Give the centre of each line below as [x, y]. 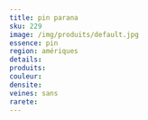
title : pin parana [44, 18]
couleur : [26, 77]
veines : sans [34, 93]
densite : [26, 85]
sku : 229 [26, 26]
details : [26, 60]
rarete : [24, 102]
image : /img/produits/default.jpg [74, 34]
